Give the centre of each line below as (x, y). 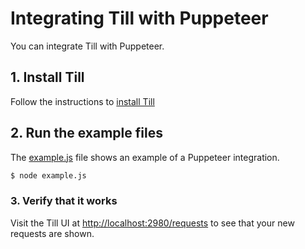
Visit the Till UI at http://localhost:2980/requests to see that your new (152, 223)
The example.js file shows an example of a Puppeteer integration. (145, 157)
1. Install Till (47, 77)
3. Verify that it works (64, 201)
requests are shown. (52, 233)
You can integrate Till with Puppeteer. (87, 46)
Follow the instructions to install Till (82, 101)
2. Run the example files (86, 133)
